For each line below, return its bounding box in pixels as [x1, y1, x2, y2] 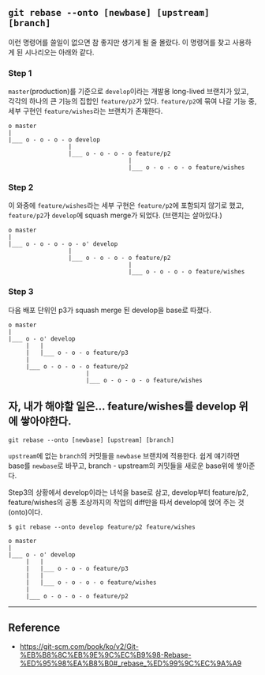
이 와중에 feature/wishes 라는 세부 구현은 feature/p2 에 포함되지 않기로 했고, [8, 201, 244, 210]
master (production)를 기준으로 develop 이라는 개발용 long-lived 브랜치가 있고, [8, 87, 249, 96]
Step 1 [8, 67, 32, 78]
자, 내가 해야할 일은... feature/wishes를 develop [8, 400, 237, 413]
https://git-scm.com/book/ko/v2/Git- [19, 642, 140, 651]
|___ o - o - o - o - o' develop [8, 240, 118, 248]
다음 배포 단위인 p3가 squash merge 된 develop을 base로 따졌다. [8, 305, 211, 315]
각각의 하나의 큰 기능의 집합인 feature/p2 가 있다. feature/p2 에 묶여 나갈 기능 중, [8, 96, 257, 106]
